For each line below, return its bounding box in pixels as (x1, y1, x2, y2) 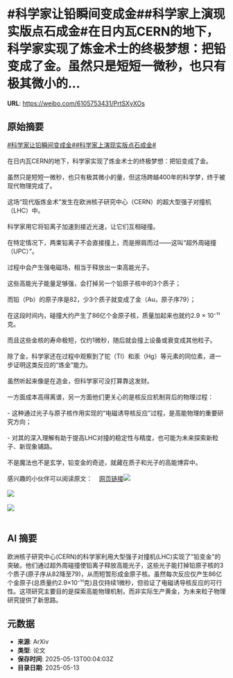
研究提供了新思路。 (7, 595, 62, 604)
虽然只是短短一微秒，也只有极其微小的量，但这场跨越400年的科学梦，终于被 (7, 173, 225, 181)
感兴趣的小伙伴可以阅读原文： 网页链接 (7, 474, 123, 482)
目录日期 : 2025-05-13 (17, 663, 80, 672)
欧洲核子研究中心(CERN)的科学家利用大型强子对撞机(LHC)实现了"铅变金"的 (7, 552, 221, 561)
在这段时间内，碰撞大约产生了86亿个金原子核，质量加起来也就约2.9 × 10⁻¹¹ (7, 311, 221, 319)
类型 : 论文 (17, 646, 46, 654)
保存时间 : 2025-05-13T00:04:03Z (17, 655, 114, 663)
